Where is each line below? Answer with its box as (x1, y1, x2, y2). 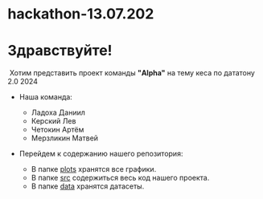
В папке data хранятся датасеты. (31, 181, 145, 191)
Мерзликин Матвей (31, 133, 98, 143)
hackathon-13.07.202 (7, 5, 154, 23)
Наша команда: (18, 92, 73, 102)
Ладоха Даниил (31, 108, 86, 117)
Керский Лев (31, 116, 76, 126)
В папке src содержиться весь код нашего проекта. (31, 173, 210, 183)
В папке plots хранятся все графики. (31, 164, 157, 174)
